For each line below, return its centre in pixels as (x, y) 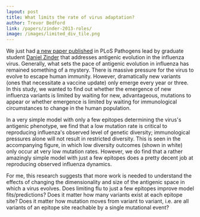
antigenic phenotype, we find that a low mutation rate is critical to (87, 126)
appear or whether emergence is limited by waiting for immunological (92, 102)
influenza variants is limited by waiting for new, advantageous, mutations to (99, 96)
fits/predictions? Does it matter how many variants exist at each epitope (95, 195)
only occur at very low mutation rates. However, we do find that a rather (95, 152)
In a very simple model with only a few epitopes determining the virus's (94, 120)
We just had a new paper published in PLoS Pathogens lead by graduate (95, 51)
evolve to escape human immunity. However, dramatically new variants (93, 77)
